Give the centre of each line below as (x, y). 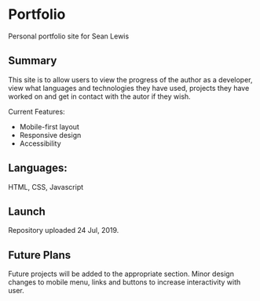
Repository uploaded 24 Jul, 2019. (64, 230)
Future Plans (40, 255)
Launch (27, 211)
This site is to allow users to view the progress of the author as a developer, (130, 79)
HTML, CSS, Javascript (46, 187)
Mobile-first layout (49, 126)
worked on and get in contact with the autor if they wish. (99, 96)
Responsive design (50, 135)
